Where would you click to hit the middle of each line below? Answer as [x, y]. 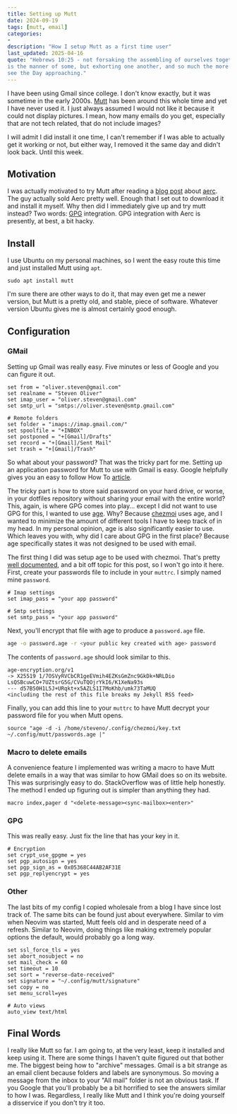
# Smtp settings [31, 611]
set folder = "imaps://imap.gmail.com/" [68, 424]
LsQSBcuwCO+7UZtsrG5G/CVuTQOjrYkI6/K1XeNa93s [75, 682]
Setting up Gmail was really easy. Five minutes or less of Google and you [113, 367]
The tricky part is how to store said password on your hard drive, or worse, [116, 491]
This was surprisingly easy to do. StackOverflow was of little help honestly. [116, 782]
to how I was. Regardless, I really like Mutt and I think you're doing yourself [116, 1096]
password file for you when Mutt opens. [65, 715]
